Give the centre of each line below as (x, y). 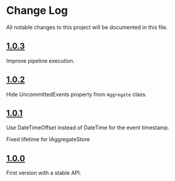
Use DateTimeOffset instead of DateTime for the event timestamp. (88, 128)
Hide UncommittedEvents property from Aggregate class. (77, 94)
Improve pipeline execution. (41, 60)
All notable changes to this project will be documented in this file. (87, 27)
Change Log (37, 11)
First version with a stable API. (44, 173)
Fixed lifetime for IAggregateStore (48, 139)
